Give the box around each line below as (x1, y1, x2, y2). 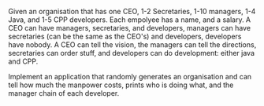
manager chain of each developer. (8, 89, 120, 97)
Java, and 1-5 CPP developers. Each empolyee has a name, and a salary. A (8, 15, 251, 24)
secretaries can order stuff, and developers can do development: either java (8, 49, 255, 57)
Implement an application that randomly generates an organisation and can (8, 72, 252, 81)
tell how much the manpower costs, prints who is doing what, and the (8, 80, 234, 90)
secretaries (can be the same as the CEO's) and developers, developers (8, 31, 242, 41)
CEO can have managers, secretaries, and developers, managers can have (8, 24, 251, 32)
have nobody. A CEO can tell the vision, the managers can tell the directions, (8, 40, 257, 49)
